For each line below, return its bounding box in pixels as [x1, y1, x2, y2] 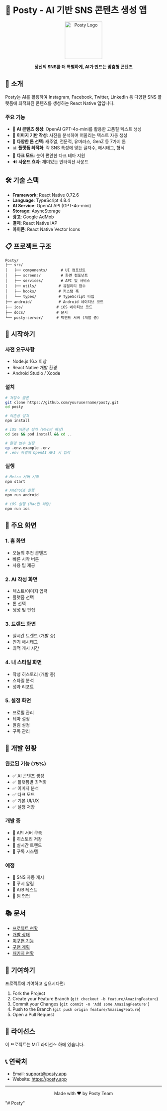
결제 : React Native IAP [12, 220, 58, 226]
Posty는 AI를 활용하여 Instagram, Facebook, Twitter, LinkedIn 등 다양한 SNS [5, 94, 157, 100]
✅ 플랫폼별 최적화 [12, 779, 47, 785]
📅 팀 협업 [12, 893, 30, 899]
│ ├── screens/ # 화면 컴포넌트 [5, 273, 88, 278]
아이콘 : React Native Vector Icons [12, 226, 81, 232]
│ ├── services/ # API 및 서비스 [5, 278, 90, 283]
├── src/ [5, 262, 23, 267]
